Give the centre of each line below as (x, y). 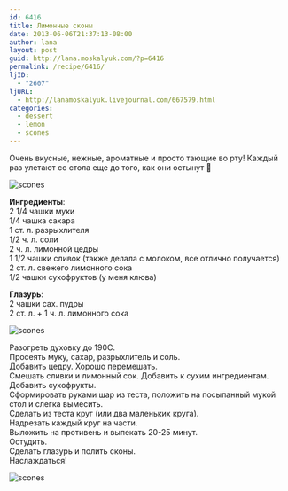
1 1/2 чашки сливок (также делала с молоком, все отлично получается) (145, 258)
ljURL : (21, 91)
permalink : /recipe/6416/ (57, 67)
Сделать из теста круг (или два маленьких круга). (104, 413)
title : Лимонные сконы (51, 26)
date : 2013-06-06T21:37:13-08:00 (71, 34)
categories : (31, 108)
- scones (33, 133)
